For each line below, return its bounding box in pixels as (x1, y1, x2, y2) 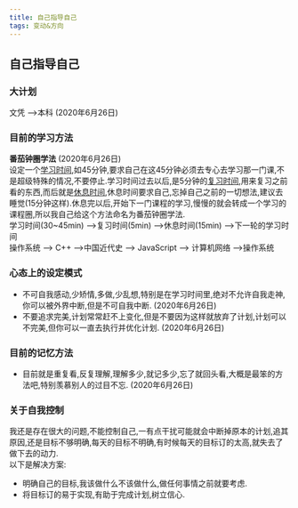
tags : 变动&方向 (9, 21, 64, 30)
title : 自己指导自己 (9, 12, 77, 22)
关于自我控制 (9, 404, 65, 416)
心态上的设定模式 (9, 267, 83, 279)
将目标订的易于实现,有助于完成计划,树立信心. (21, 489, 185, 500)
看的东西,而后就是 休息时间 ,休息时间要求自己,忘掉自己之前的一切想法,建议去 (9, 187, 284, 198)
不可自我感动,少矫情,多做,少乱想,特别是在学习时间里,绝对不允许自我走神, (21, 288, 286, 299)
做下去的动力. (9, 448, 60, 459)
